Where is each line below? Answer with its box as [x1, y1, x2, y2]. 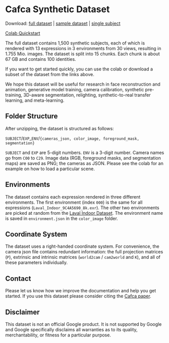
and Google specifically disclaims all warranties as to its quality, [5, 327, 138, 332]
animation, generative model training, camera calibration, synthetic [5, 86, 144, 92]
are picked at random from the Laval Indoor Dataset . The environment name [5, 210, 163, 216]
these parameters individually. [5, 259, 68, 265]
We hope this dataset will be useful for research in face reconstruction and [5, 81, 160, 87]
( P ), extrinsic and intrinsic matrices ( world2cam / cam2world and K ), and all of [5, 254, 160, 260]
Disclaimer [5, 308, 40, 316]
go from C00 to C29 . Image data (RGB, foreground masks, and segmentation [5, 155, 161, 161]
